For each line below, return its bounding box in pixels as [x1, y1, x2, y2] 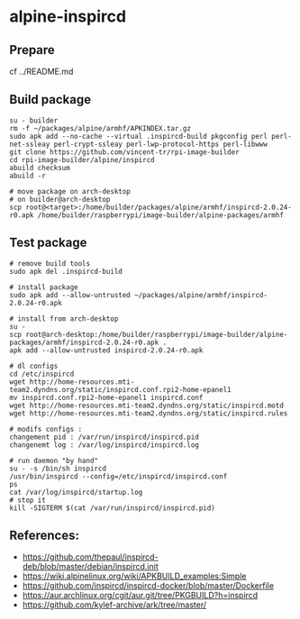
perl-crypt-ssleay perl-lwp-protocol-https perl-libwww [53, 140, 268, 149]
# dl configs [9, 361, 59, 370]
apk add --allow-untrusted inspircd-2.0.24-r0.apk [9, 345, 204, 355]
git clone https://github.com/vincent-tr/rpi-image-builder [9, 147, 241, 157]
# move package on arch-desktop [9, 187, 131, 196]
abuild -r [9, 171, 47, 180]
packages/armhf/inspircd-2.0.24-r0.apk [9, 338, 159, 347]
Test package [9, 235, 87, 250]
